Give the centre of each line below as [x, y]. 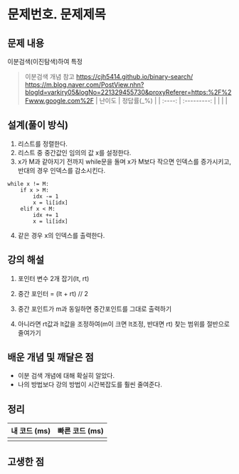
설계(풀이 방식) [38, 125]
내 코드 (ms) [31, 431]
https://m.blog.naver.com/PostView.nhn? [84, 85]
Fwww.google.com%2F [59, 101]
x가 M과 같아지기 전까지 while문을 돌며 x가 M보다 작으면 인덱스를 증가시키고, [124, 162]
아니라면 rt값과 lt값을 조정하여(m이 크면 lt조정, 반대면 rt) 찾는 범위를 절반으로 [123, 324]
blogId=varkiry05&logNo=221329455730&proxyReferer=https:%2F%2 [128, 92]
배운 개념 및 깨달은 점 [51, 358]
